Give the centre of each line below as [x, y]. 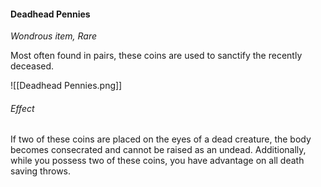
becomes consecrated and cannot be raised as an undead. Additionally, [158, 150]
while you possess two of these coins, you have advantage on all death [157, 161]
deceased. [32, 66]
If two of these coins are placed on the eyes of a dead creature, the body [161, 139]
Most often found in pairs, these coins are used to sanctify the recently [156, 56]
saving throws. [41, 171]
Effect [22, 108]
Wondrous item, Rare [54, 36]
